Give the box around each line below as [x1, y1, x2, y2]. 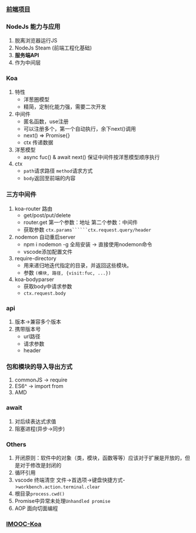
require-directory [14, 254, 57, 261]
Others [6, 440, 26, 448]
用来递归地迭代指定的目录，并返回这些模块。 [23, 261, 132, 269]
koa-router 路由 [14, 205, 53, 212]
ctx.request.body [23, 290, 67, 296]
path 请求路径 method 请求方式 [23, 167, 93, 174]
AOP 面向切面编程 [14, 505, 58, 512]
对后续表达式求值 [14, 418, 57, 425]
